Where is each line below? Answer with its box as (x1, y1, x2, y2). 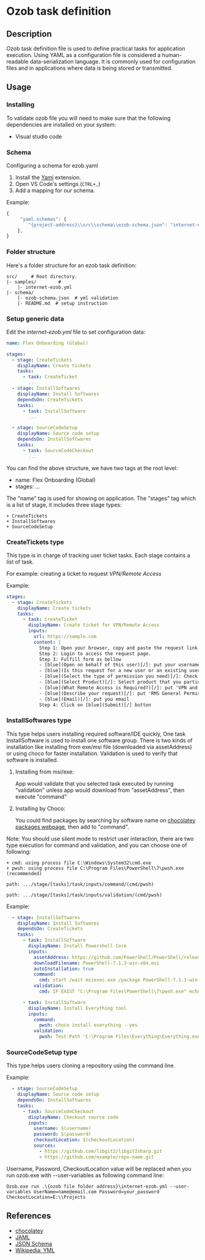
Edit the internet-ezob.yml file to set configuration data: (6, 328, 146, 335)
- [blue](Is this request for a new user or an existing (38, 668, 187, 674)
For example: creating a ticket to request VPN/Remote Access (6, 570, 162, 577)
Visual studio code (15, 133, 62, 140)
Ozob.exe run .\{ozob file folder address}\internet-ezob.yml (6, 1183, 168, 1190)
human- (162, 51, 182, 59)
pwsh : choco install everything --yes (38, 1022, 138, 1029)
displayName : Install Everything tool (28, 1005, 127, 1011)
